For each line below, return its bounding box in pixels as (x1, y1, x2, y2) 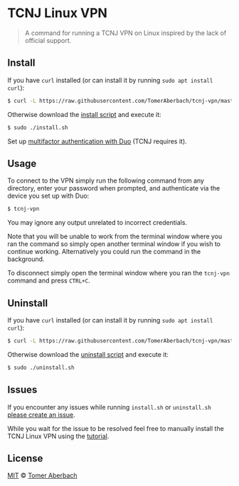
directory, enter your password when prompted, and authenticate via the (7, 184, 221, 193)
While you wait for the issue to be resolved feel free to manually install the (7, 424, 224, 432)
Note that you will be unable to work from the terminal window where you (7, 232, 223, 241)
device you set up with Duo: (7, 191, 90, 201)
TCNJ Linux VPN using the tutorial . (7, 432, 110, 440)
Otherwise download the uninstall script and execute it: (7, 350, 169, 358)
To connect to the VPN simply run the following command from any (7, 176, 205, 185)
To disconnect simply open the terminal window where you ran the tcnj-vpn (7, 269, 230, 278)
